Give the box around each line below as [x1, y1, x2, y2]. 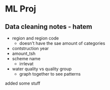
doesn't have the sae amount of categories [19, 40, 106, 46]
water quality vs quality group [12, 66, 72, 72]
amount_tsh [12, 51, 35, 56]
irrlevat [19, 61, 34, 66]
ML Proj [5, 3, 36, 14]
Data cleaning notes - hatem [5, 23, 93, 31]
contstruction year [12, 46, 49, 51]
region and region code [12, 35, 59, 41]
